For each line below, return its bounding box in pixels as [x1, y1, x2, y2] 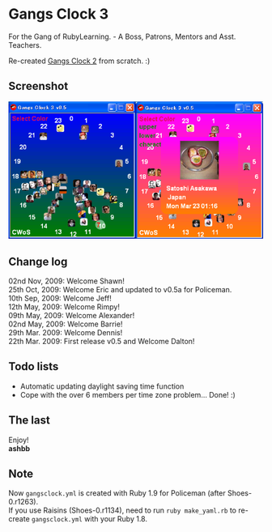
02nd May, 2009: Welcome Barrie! [8, 319, 123, 329]
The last [8, 414, 50, 428]
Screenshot [8, 79, 69, 93]
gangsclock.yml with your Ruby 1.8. [31, 514, 148, 524]
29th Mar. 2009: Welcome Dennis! [8, 328, 123, 337]
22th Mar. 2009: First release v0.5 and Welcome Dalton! [8, 337, 195, 346]
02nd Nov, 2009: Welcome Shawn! [8, 276, 125, 286]
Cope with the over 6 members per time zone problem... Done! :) [19, 389, 236, 399]
